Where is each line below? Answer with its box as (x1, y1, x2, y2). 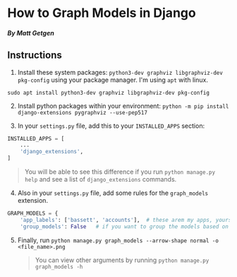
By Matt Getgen (7, 28, 54, 37)
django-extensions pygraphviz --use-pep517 (17, 109, 148, 116)
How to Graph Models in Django (7, 5, 196, 21)
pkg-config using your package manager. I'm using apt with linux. (17, 76, 208, 84)
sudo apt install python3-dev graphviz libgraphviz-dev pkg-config (7, 89, 210, 96)
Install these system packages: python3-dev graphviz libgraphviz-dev (17, 68, 224, 76)
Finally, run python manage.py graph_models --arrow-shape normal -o (17, 235, 219, 244)
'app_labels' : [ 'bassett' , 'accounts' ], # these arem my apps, (20, 216, 213, 223)
